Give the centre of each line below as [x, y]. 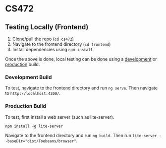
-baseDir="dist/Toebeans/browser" [41, 141]
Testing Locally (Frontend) [47, 27]
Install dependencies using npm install [53, 49]
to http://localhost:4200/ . [33, 93]
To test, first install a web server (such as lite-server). [60, 117]
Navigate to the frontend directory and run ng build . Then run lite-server [81, 135]
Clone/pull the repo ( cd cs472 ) [43, 39]
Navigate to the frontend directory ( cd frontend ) [61, 44]
